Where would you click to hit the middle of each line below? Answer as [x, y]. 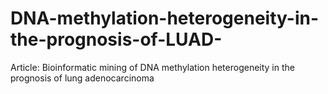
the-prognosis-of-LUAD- [116, 39]
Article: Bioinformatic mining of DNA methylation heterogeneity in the [152, 67]
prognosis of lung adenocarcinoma [82, 78]
